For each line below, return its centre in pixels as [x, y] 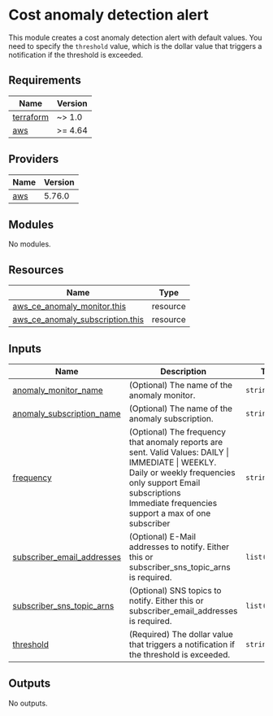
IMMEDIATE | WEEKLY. [173, 463]
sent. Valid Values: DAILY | [179, 452]
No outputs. [28, 703]
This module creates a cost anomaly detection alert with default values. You [135, 37]
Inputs [25, 349]
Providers [34, 159]
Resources [36, 270]
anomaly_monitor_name [58, 390]
